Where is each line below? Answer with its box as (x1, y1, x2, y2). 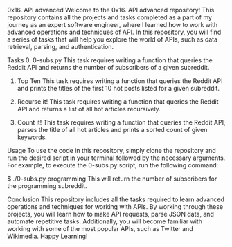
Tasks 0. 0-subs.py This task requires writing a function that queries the (7, 56, 213, 64)
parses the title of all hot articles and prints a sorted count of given (17, 126, 208, 134)
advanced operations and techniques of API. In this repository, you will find (7, 28, 222, 36)
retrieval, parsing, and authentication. (7, 43, 114, 51)
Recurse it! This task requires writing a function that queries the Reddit (17, 98, 219, 106)
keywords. (17, 133, 47, 141)
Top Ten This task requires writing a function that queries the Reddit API (17, 77, 223, 85)
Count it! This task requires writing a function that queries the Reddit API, (17, 118, 226, 127)
